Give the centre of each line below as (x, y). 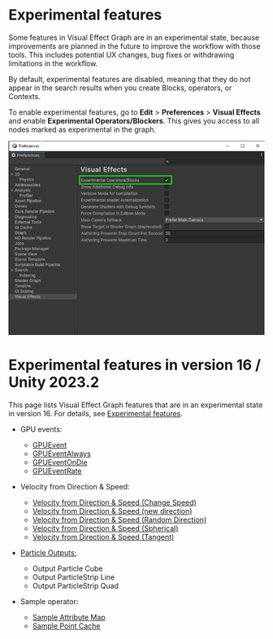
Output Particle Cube (67, 569)
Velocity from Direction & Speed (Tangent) (103, 537)
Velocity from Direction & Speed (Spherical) (105, 528)
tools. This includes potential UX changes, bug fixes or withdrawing (121, 54)
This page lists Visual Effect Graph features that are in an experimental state (136, 405)
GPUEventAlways (61, 454)
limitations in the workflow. (53, 63)
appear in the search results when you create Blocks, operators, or (120, 88)
